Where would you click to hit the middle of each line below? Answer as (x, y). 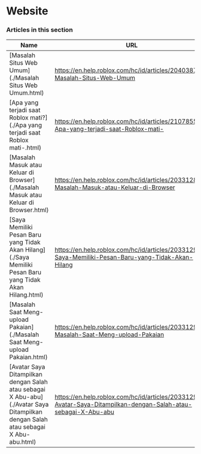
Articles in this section (39, 30)
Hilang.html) (26, 295)
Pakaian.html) (28, 357)
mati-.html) (25, 148)
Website (27, 11)
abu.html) (23, 442)
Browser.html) (29, 210)
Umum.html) (27, 93)
